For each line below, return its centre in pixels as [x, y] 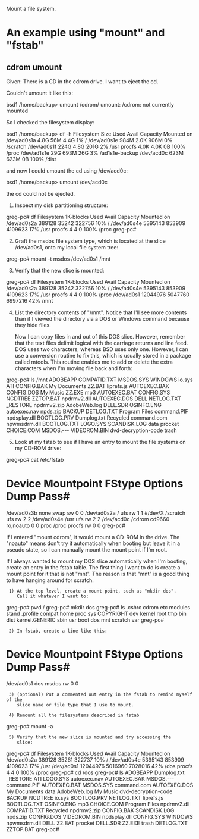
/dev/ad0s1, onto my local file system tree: [67, 247]
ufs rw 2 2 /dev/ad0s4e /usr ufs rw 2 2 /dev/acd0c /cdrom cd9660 [88, 519]
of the [14, 699]
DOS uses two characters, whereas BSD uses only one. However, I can [101, 349]
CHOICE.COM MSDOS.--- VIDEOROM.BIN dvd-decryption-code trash [91, 430]
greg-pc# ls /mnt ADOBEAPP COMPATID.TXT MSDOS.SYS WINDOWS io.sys [99, 380]
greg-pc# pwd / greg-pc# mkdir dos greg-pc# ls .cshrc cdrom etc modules [98, 607]
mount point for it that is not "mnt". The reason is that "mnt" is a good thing [98, 574]
